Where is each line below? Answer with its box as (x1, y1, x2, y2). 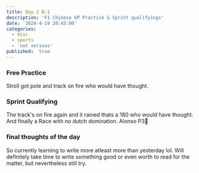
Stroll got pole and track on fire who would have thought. (6, 83, 149, 90)
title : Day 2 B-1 (6, 8, 50, 15)
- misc (12, 32, 29, 38)
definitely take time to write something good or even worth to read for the (6, 153, 190, 160)
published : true (6, 49, 50, 55)
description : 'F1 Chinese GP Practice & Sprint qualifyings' (6, 15, 164, 21)
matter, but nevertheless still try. (6, 159, 87, 167)
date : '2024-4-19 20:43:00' (6, 20, 78, 26)
